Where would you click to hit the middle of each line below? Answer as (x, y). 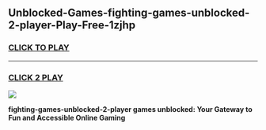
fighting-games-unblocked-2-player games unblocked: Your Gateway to (131, 109)
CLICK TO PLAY (39, 48)
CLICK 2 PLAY (36, 77)
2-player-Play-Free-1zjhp (72, 26)
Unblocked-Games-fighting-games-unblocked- (129, 13)
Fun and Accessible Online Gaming (67, 117)
